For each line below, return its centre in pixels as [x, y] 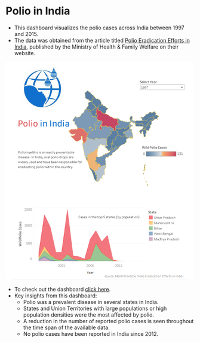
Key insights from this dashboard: [56, 296]
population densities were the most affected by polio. [89, 315]
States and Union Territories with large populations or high [95, 308]
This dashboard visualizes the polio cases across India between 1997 [99, 28]
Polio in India [38, 11]
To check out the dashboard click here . [62, 289]
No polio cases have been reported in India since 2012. [91, 333]
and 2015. [26, 34]
